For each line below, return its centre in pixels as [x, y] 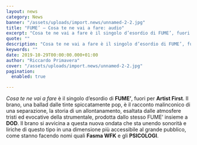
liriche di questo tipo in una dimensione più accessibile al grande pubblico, [96, 130]
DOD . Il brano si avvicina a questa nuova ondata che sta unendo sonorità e [96, 123]
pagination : [21, 71]
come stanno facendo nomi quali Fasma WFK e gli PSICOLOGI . [82, 136]
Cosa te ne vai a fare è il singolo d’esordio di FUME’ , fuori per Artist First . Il [97, 99]
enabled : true [28, 77]
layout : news [22, 11]
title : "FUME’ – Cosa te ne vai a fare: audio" [65, 28]
